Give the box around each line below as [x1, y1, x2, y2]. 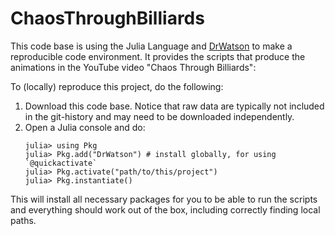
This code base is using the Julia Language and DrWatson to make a [10, 40, 293, 52]
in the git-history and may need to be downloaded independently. [24, 110, 295, 122]
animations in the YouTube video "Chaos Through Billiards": [10, 61, 257, 73]
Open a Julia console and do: [24, 121, 146, 133]
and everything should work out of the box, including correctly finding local [10, 203, 321, 216]
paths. [10, 214, 37, 226]
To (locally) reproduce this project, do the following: [10, 80, 224, 92]
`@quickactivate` [24, 158, 98, 168]
